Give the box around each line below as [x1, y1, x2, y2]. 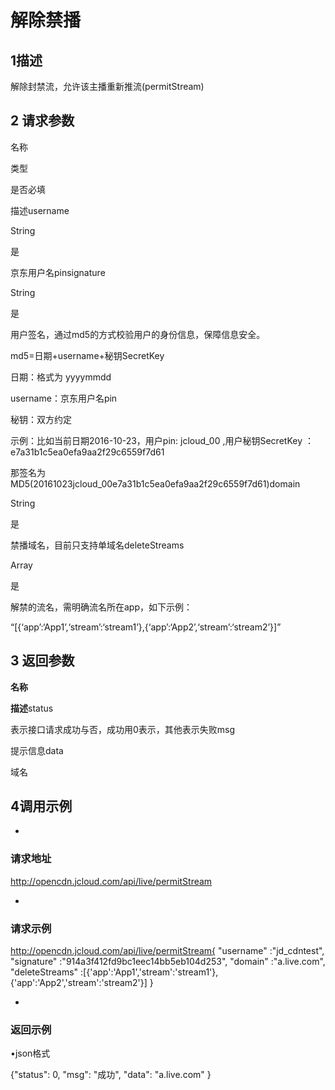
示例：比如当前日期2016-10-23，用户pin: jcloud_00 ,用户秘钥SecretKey [10, 434, 303, 446]
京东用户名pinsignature [10, 266, 106, 278]
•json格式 [10, 1047, 51, 1060]
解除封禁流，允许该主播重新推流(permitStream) [10, 81, 205, 92]
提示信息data [10, 744, 64, 756]
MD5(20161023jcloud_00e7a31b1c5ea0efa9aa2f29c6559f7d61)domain [10, 477, 301, 490]
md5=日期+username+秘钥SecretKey [10, 349, 165, 361]
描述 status [10, 702, 54, 714]
